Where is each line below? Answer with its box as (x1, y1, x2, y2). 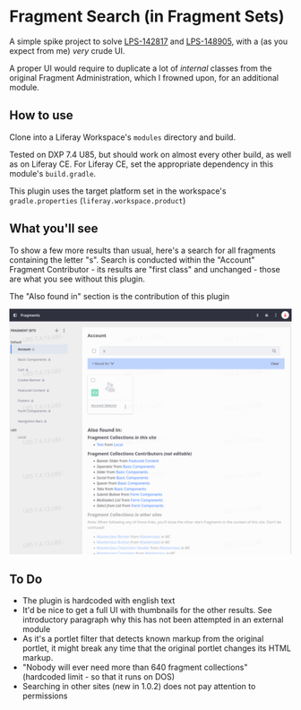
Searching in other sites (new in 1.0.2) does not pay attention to (21, 681, 256, 692)
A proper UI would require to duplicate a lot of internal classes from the (9, 63, 272, 74)
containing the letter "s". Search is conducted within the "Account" (9, 254, 255, 265)
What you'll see (9, 221, 99, 237)
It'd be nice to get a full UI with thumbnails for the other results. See (21, 605, 272, 616)
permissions (21, 690, 68, 701)
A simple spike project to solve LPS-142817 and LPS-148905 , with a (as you (9, 36, 288, 47)
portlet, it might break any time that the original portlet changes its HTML (21, 643, 291, 654)
